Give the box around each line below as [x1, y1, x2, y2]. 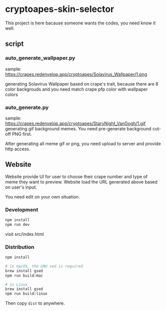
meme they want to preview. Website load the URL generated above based [5, 179, 158, 185]
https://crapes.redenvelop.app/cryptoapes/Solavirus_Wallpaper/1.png [5, 71, 147, 77]
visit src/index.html [5, 231, 44, 237]
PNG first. [12, 131, 32, 137]
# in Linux [5, 282, 28, 287]
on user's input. [5, 184, 37, 190]
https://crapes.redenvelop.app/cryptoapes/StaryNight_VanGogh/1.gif [5, 120, 146, 126]
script [5, 40, 24, 48]
